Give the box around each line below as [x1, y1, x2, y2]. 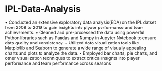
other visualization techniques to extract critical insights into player [5, 55, 140, 61]
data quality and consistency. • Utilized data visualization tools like [5, 40, 139, 45]
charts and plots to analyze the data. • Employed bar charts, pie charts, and [5, 50, 158, 56]
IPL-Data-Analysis [5, 3, 81, 14]
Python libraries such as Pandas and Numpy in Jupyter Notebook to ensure [5, 35, 157, 41]
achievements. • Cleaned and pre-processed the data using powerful [5, 29, 145, 35]
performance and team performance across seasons [5, 60, 111, 66]
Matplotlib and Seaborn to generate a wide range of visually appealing [5, 45, 146, 51]
